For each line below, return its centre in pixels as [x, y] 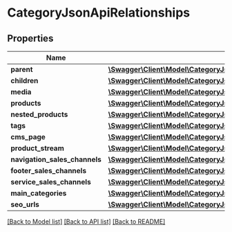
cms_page [28, 137]
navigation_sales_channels [56, 159]
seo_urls [25, 204]
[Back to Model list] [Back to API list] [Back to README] [86, 222]
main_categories [39, 193]
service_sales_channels [51, 182]
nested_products [39, 114]
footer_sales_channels [49, 171]
